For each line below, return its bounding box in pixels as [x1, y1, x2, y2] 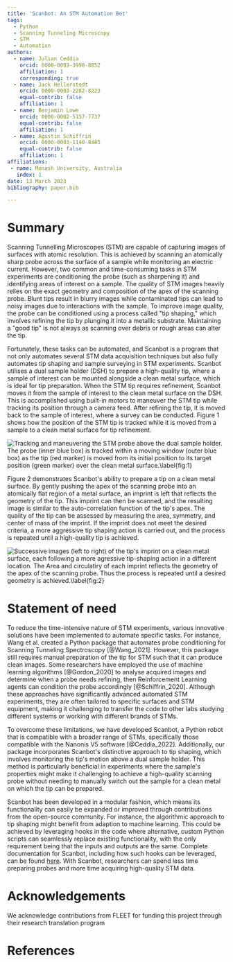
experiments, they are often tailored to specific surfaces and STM [7, 697, 195, 706]
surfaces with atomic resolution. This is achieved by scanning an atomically [7, 250, 223, 259]
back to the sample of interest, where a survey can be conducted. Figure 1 [7, 411, 220, 419]
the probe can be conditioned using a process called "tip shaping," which [7, 309, 217, 317]
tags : [7, 17, 23, 24]
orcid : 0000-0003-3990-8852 [19, 62, 101, 69]
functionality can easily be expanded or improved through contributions [7, 805, 212, 814]
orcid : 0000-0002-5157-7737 [19, 113, 101, 120]
